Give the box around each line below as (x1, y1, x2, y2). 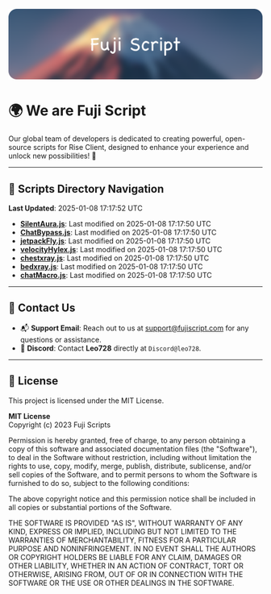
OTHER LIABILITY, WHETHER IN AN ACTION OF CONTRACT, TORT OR (8, 561, 244, 571)
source (8, 143, 32, 152)
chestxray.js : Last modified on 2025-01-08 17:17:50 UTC (19, 253, 210, 263)
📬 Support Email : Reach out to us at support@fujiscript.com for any (19, 323, 249, 333)
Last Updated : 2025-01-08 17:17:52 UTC (8, 203, 143, 214)
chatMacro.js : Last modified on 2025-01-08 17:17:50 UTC (19, 271, 212, 280)
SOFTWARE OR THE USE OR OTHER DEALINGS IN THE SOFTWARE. (8, 578, 235, 588)
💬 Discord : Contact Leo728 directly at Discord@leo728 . (19, 343, 202, 353)
